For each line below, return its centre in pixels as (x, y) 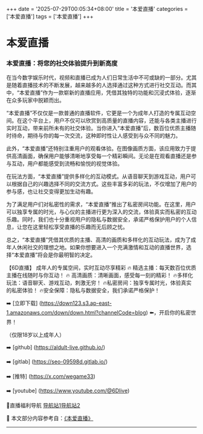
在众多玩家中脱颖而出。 (35, 100)
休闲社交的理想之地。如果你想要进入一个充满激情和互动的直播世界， (101, 247)
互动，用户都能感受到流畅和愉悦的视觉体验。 (67, 164)
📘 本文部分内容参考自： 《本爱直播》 (50, 418)
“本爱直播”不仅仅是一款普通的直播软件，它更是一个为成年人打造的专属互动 (99, 113)
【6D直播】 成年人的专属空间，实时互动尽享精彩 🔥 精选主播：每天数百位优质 (101, 268)
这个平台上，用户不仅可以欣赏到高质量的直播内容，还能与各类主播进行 (109, 121)
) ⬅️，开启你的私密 (169, 313)
